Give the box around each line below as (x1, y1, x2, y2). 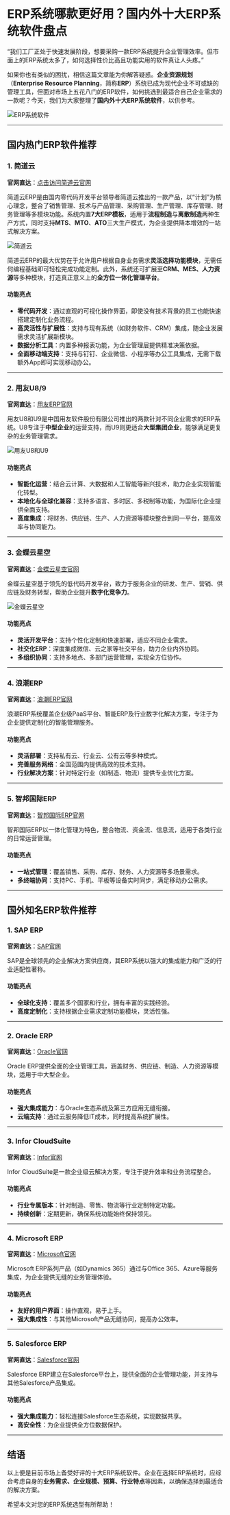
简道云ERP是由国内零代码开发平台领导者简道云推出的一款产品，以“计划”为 (7, 192, 216, 201)
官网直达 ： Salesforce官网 (7, 1355, 80, 1364)
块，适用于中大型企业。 (7, 1070, 73, 1079)
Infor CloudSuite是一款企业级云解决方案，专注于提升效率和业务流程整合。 (7, 1167, 215, 1175)
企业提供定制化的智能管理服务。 (7, 718, 97, 727)
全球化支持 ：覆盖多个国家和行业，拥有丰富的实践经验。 (16, 998, 173, 1007)
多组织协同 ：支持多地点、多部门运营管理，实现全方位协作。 (16, 653, 186, 661)
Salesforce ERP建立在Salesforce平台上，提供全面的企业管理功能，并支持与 (7, 1370, 218, 1378)
